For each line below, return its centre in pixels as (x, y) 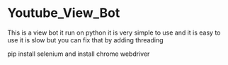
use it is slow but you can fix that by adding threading (86, 40)
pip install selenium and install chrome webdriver (79, 54)
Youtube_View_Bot (64, 13)
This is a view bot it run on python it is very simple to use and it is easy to (114, 32)
